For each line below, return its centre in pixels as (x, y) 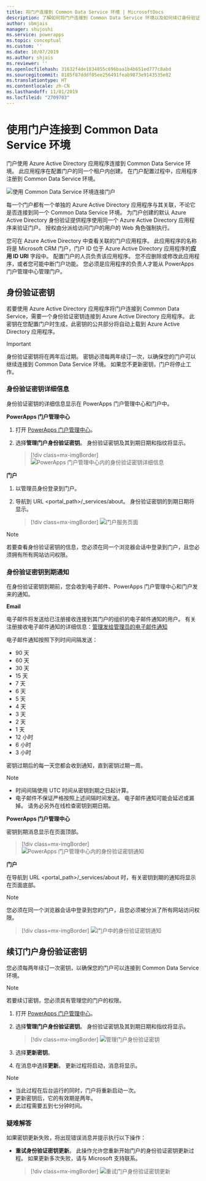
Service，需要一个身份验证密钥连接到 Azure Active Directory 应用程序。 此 (101, 316)
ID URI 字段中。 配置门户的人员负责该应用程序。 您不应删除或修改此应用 (104, 256)
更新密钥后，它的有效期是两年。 (55, 1098)
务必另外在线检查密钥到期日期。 (73, 806)
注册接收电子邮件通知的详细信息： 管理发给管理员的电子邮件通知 (87, 627)
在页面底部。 (22, 885)
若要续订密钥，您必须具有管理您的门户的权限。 (65, 1000)
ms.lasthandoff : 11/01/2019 (42, 92)
